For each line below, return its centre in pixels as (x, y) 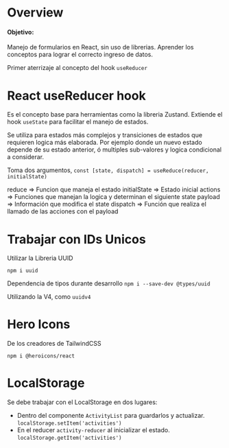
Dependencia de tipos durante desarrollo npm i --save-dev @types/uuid (109, 283)
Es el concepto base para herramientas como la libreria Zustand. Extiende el (115, 115)
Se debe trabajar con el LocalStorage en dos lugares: (82, 402)
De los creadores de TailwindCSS (54, 344)
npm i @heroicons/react (41, 356)
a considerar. (26, 157)
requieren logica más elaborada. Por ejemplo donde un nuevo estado (105, 143)
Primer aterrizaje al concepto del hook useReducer (77, 68)
